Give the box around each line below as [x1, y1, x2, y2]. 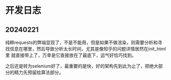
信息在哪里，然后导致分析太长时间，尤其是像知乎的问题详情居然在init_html [9, 46, 166, 51]
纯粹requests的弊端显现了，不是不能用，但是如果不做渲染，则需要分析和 [5, 39, 158, 45]
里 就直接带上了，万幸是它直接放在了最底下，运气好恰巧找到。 [5, 52, 136, 58]
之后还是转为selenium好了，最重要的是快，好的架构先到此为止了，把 [5, 63, 150, 69]
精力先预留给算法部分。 [14, 69, 64, 75]
